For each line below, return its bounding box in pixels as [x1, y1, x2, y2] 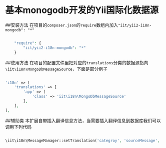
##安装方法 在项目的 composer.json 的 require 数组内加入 [5, 22, 118, 28]
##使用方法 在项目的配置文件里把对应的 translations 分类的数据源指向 [5, 59, 148, 65]
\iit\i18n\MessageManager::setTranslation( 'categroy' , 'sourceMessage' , [5, 138, 160, 143]
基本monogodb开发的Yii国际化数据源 [5, 4, 159, 16]
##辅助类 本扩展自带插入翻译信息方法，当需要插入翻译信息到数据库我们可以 [5, 118, 161, 124]
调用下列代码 [5, 124, 31, 130]
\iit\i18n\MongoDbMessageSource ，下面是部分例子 [5, 66, 107, 72]
